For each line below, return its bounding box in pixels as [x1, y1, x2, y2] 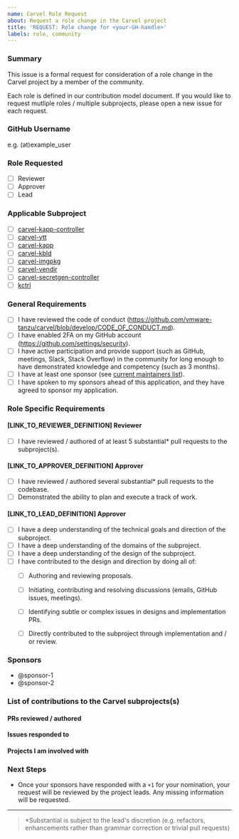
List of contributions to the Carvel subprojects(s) [7, 697, 180, 707]
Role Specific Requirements [7, 403, 105, 413]
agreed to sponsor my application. [17, 386, 119, 394]
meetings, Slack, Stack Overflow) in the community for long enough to [17, 354, 224, 363]
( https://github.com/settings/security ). [17, 339, 130, 347]
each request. [7, 106, 48, 115]
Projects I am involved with [7, 746, 89, 755]
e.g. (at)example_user [7, 140, 71, 149]
